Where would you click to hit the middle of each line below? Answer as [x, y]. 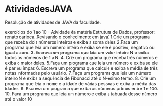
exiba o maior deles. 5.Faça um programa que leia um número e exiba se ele [81, 63]
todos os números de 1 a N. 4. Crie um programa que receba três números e [81, 57]
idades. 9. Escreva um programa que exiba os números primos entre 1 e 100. [81, 88]
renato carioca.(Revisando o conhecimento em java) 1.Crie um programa [77, 37]
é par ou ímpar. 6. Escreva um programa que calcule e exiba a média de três [81, 68]
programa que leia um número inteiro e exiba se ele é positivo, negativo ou [80, 47]
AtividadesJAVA [39, 9]
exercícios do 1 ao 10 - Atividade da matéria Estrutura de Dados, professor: [80, 32]
